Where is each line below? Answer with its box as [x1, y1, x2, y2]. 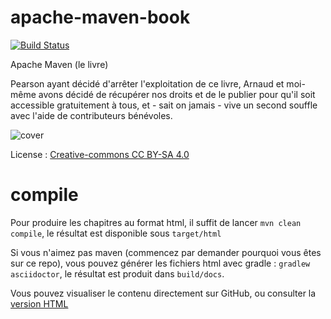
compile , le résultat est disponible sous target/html [10, 227, 222, 239]
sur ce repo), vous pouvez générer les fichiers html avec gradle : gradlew [10, 257, 311, 269]
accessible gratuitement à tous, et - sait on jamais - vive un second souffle [10, 99, 318, 111]
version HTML [10, 297, 69, 310]
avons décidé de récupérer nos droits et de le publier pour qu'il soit [38, 88, 316, 100]
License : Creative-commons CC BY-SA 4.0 [10, 148, 190, 160]
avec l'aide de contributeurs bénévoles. [10, 109, 173, 121]
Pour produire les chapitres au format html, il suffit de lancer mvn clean [10, 216, 302, 228]
